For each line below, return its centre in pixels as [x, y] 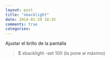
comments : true [21, 24]
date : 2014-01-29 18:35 [31, 19]
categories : [18, 29]
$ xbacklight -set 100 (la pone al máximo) [62, 53]
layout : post [19, 10]
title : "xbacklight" [27, 15]
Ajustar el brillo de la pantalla [36, 43]
